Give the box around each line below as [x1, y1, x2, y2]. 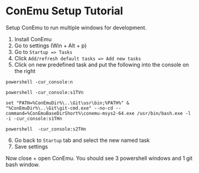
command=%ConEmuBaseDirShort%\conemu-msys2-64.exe [5, 110, 135, 116]
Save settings [14, 142, 49, 150]
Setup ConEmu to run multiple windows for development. [5, 24, 147, 31]
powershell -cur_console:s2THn [5, 126, 86, 132]
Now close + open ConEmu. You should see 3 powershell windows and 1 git [5, 154, 193, 162]
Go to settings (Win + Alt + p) [14, 42, 87, 49]
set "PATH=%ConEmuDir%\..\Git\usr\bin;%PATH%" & [5, 100, 129, 106]
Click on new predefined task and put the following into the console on [14, 61, 189, 68]
